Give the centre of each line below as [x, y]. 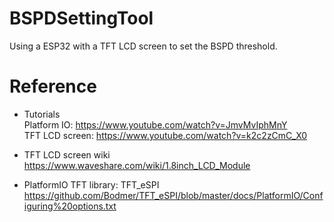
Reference [53, 86]
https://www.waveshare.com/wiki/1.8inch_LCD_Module [137, 165]
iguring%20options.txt [70, 206]
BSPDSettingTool [81, 18]
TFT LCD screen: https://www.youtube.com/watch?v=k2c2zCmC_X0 [165, 135]
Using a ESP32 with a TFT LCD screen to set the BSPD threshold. [143, 46]
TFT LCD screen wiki [67, 154]
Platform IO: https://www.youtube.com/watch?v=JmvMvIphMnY [155, 124]
